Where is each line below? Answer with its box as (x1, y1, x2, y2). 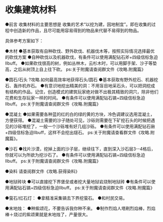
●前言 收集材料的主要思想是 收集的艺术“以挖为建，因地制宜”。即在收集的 (5, 21, 152, 27)
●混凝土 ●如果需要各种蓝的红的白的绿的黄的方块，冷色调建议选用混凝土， (5, 111, 155, 117)
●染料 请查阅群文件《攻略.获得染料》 (5, 168, 80, 174)
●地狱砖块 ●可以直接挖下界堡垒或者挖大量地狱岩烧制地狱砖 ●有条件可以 (5, 178, 152, 185)
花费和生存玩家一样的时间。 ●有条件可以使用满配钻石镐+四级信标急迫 (5, 95, 145, 101)
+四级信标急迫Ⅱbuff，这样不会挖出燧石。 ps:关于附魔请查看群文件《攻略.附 (5, 129, 155, 135)
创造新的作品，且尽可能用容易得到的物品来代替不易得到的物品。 (13, 27, 142, 33)
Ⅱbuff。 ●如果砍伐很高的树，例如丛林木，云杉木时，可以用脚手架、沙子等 (5, 60, 153, 66)
